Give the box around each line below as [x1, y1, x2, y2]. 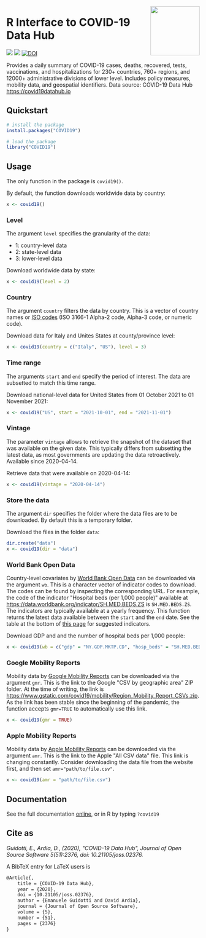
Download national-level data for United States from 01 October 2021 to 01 [6, 391, 194, 398]
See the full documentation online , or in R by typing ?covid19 [6, 810, 159, 818]
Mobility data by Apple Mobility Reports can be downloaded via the [6, 746, 176, 753]
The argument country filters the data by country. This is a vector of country [6, 307, 199, 315]
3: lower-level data [15, 255, 63, 262]
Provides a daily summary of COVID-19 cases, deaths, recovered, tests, [6, 61, 187, 69]
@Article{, [6, 875, 34, 881]
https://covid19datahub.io [6, 87, 71, 95]
